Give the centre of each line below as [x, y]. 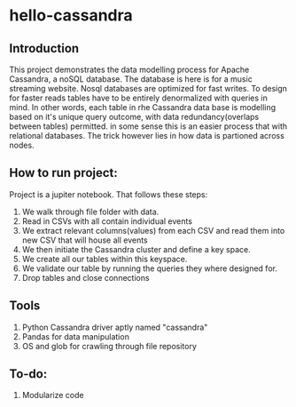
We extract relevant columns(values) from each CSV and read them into [153, 230]
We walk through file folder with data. [90, 211]
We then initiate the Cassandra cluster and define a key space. [136, 249]
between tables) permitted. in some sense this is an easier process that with [148, 126]
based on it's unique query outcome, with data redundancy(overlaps [134, 117]
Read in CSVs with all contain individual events [107, 221]
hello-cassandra [71, 16]
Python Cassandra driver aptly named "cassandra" [115, 327]
